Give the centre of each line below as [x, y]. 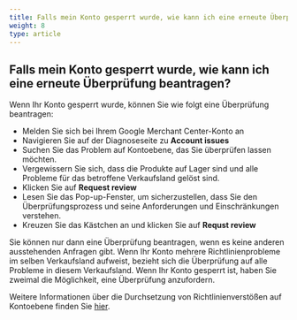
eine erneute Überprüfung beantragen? [120, 84]
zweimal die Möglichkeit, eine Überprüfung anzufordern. [112, 280]
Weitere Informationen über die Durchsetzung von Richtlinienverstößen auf [145, 297]
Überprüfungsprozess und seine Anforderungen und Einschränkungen [150, 206]
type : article [35, 34]
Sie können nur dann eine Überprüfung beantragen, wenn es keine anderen [147, 242]
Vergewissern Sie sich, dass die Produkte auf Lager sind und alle [140, 169]
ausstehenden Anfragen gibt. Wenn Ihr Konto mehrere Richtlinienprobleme [145, 252]
